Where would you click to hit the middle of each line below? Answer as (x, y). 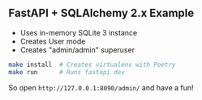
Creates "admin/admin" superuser (77, 50)
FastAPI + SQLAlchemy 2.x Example (101, 13)
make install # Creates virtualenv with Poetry (92, 65)
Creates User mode (53, 41)
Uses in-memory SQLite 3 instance (79, 32)
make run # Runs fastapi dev (67, 72)
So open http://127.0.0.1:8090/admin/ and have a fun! (101, 87)
